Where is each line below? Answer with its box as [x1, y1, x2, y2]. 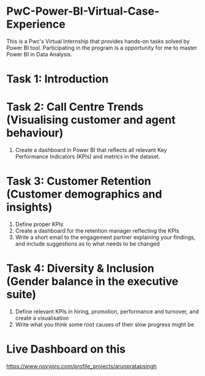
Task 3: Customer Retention [6, 175, 152, 188]
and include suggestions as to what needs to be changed [15, 240, 160, 247]
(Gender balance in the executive [6, 274, 179, 288]
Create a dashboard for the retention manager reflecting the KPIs [15, 227, 179, 234]
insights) [6, 200, 53, 214]
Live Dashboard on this [6, 342, 126, 356]
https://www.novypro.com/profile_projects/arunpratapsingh [6, 363, 157, 370]
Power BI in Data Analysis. [6, 50, 72, 58]
